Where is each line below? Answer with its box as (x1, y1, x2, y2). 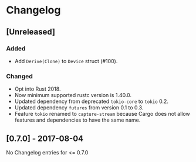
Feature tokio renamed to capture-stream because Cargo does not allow (14, 111, 191, 118)
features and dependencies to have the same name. (14, 116, 141, 123)
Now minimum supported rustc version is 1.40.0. (14, 92, 132, 99)
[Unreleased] (6, 27, 56, 37)
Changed (6, 72, 33, 80)
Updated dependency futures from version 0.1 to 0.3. (14, 104, 144, 111)
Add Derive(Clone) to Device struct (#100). (14, 57, 118, 64)
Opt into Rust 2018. (14, 85, 61, 92)
